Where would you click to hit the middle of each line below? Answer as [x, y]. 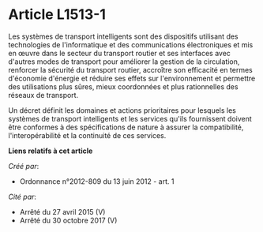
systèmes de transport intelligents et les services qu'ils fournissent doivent [130, 118]
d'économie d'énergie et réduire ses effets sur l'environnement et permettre [132, 78]
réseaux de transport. [43, 95]
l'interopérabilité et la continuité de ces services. [87, 135]
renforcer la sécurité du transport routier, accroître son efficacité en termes [130, 69]
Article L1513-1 [57, 15]
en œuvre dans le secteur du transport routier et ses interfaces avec [120, 53]
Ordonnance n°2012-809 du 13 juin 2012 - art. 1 [97, 181]
